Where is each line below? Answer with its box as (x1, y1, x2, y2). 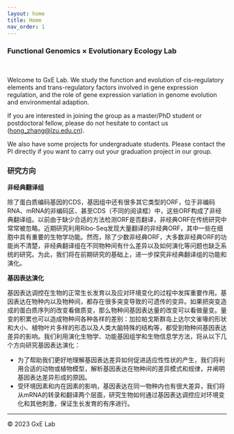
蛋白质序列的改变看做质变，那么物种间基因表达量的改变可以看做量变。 (19, 306, 221, 314)
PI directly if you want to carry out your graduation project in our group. (7, 147, 212, 156)
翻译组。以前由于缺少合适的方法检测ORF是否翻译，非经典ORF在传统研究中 (13, 215, 227, 223)
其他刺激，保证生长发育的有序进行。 (29, 399, 134, 407)
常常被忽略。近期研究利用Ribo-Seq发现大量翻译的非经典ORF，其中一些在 (7, 224, 217, 232)
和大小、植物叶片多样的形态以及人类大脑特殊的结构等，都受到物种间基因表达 (7, 323, 227, 331)
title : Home (7, 17, 42, 24)
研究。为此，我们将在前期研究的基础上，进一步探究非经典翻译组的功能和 (19, 250, 227, 258)
